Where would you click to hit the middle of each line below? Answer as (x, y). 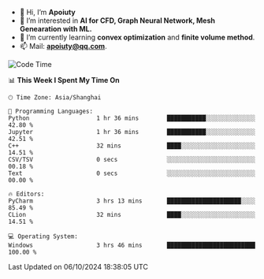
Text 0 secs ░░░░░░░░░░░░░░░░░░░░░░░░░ (132, 173)
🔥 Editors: (26, 194)
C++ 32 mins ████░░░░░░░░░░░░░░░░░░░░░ (132, 146)
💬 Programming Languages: (50, 111)
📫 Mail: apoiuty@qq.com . (63, 46)
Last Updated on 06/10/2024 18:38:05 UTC (78, 267)
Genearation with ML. (56, 29)
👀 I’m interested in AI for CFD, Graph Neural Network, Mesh (117, 20)
